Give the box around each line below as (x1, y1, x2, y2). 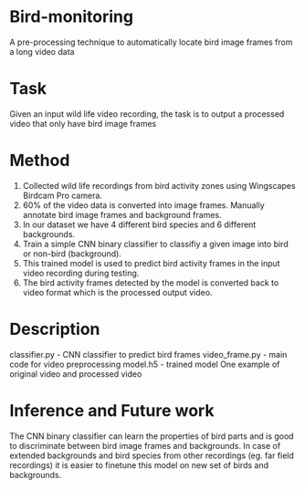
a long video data (9, 46, 75, 57)
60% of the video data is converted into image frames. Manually (22, 199, 265, 211)
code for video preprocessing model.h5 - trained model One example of (9, 359, 280, 369)
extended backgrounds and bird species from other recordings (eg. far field (9, 450, 295, 461)
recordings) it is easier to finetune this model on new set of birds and (9, 459, 269, 471)
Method (9, 151, 70, 171)
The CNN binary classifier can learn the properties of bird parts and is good (9, 431, 294, 442)
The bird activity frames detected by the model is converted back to (22, 276, 279, 288)
